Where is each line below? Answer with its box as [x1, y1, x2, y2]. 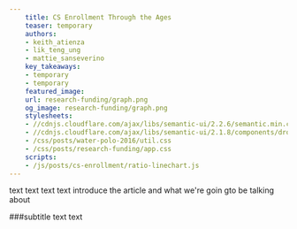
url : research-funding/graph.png [25, 95, 148, 104]
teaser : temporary [25, 21, 93, 30]
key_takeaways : [25, 63, 81, 72]
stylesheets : [25, 111, 73, 120]
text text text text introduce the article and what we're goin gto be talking [9, 185, 274, 195]
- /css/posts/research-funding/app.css [25, 144, 172, 153]
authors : [25, 29, 57, 38]
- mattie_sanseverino [25, 54, 104, 63]
